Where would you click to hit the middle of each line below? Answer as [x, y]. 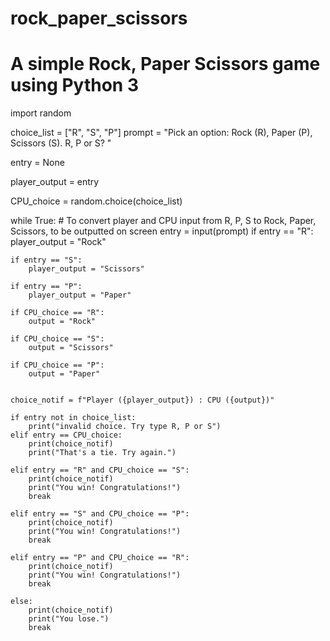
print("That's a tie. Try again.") [102, 453]
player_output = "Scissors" [86, 269]
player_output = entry [55, 182]
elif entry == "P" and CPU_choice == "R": [100, 558]
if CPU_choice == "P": [57, 365]
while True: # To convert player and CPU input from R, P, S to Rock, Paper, [163, 221]
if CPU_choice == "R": [57, 313]
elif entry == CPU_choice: [66, 435]
